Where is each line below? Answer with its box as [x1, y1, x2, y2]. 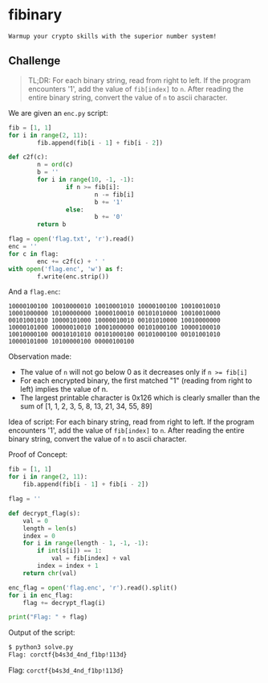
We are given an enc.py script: [8, 108, 108, 117]
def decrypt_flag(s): [8, 509, 81, 517]
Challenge [8, 54, 61, 68]
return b [37, 220, 67, 228]
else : [65, 205, 84, 214]
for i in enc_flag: [8, 591, 74, 599]
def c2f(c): [8, 153, 48, 162]
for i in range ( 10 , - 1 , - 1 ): [37, 175, 135, 183]
